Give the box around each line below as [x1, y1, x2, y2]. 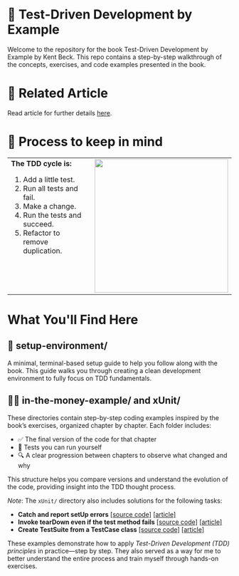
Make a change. [23, 201, 77, 211]
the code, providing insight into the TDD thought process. [7, 482, 176, 491]
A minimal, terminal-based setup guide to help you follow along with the [7, 359, 218, 367]
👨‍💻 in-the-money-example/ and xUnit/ [7, 394, 181, 407]
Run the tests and [23, 210, 82, 220]
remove [23, 236, 48, 246]
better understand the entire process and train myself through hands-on [7, 554, 219, 562]
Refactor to [23, 228, 60, 238]
